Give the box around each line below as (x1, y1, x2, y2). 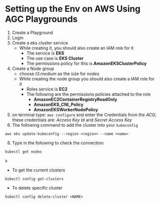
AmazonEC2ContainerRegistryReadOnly (33, 96, 117, 102)
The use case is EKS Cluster (26, 55, 84, 61)
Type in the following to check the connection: (12, 140, 105, 146)
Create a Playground (12, 29, 53, 35)
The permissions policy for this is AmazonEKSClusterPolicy (26, 60, 147, 66)
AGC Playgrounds (5, 14, 78, 25)
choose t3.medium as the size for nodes (19, 71, 100, 76)
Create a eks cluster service (12, 40, 69, 45)
